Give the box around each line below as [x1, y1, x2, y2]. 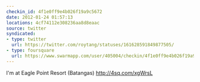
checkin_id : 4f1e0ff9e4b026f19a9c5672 [6, 8, 102, 15]
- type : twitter [6, 36, 46, 42]
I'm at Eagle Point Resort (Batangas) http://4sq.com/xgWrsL [6, 69, 153, 76]
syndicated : [6, 31, 36, 37]
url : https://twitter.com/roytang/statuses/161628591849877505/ [11, 42, 174, 48]
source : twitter [6, 25, 46, 31]
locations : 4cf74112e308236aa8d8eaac [6, 20, 100, 26]
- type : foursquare [6, 48, 55, 53]
